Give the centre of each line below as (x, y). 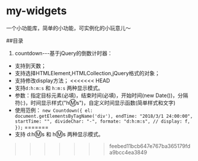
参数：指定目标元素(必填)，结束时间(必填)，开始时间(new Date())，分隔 (101, 95)
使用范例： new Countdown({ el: (54, 110)
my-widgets (36, 11)
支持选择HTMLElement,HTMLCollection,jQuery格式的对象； (87, 73)
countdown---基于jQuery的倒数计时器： (63, 53)
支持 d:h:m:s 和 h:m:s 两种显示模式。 (59, 88)
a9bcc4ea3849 (128, 152)
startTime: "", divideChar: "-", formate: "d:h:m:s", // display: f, (103, 121)
